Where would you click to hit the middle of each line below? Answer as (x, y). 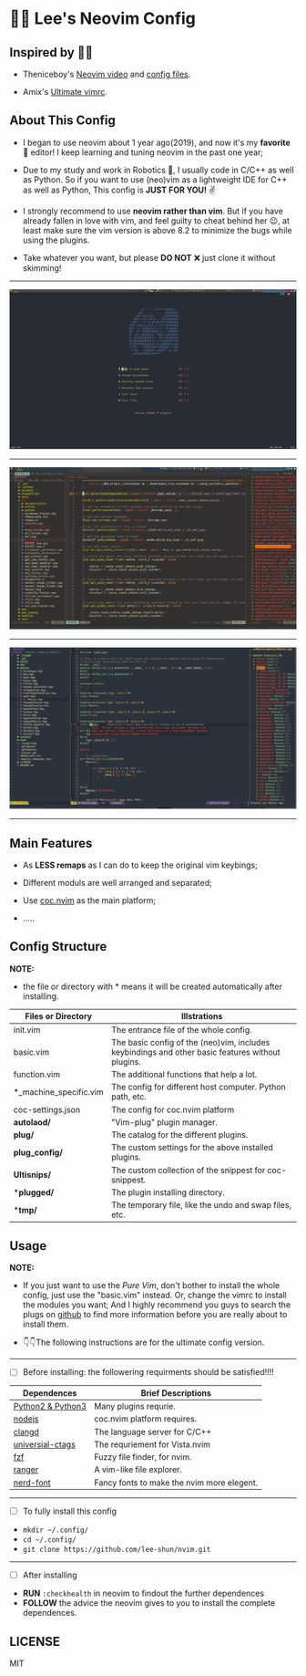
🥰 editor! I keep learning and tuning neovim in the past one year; (143, 152)
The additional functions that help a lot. (184, 1075)
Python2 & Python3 (50, 1406)
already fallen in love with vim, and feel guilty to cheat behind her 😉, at (156, 220)
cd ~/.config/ (49, 1540)
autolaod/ (32, 1122)
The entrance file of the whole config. (181, 1029)
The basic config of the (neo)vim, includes (190, 1042)
